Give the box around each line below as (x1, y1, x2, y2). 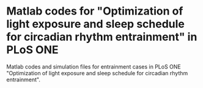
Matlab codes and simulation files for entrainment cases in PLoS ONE (6, 63, 182, 70)
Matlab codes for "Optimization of (6, 4, 183, 18)
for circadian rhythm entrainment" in (6, 30, 197, 44)
